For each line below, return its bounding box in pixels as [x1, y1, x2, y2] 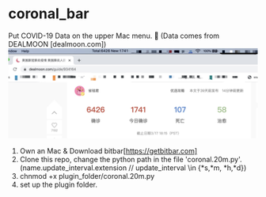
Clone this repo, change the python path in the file [19, 155, 184, 165]
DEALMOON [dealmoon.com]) [8, 39, 107, 48]
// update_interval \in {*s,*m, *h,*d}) [128, 163, 247, 172]
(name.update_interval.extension [19, 163, 127, 172]
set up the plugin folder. [19, 180, 97, 190]
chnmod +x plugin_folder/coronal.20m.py [19, 172, 155, 181]
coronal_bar [8, 5, 89, 23]
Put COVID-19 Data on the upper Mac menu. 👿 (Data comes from [8, 31, 220, 40]
